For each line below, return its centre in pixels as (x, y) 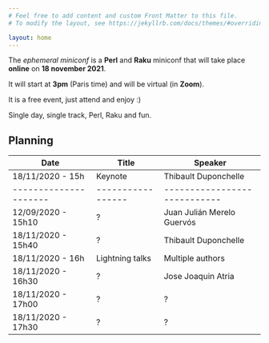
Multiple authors (195, 258)
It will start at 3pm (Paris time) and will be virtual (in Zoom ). (106, 84)
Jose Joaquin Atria (199, 277)
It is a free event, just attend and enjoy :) (75, 100)
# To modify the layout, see (57, 23)
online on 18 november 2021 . (57, 69)
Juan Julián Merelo (200, 213)
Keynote (112, 177)
